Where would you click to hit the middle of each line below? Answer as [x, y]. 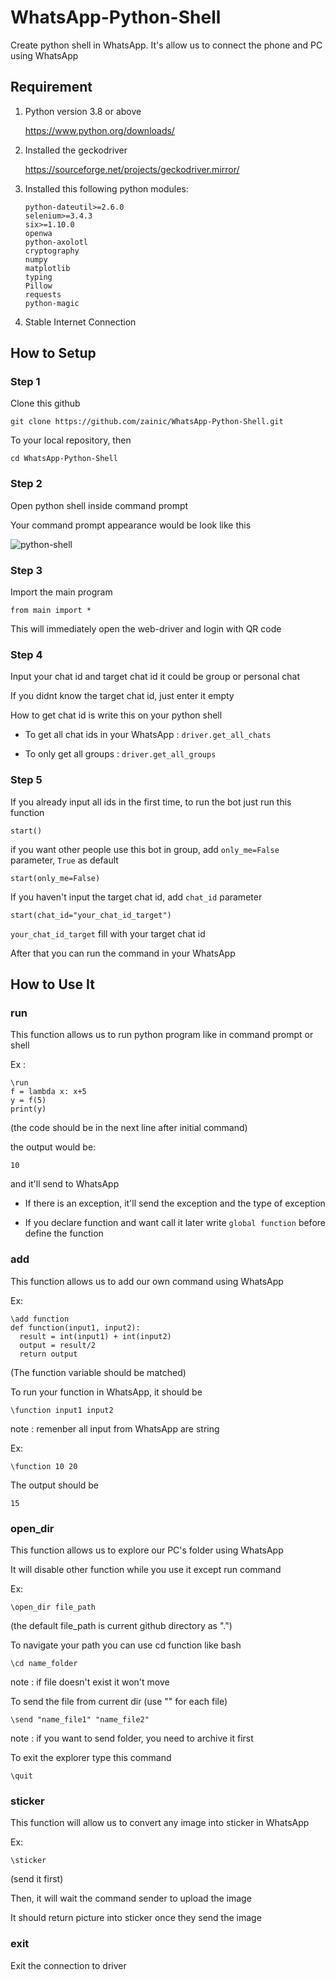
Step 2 [26, 484]
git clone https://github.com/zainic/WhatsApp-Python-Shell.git [147, 422]
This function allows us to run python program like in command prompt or [162, 1035]
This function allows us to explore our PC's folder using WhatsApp [147, 1550]
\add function [40, 1319]
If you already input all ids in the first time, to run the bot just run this [151, 802]
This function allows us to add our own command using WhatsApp [147, 1281]
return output [48, 1354]
